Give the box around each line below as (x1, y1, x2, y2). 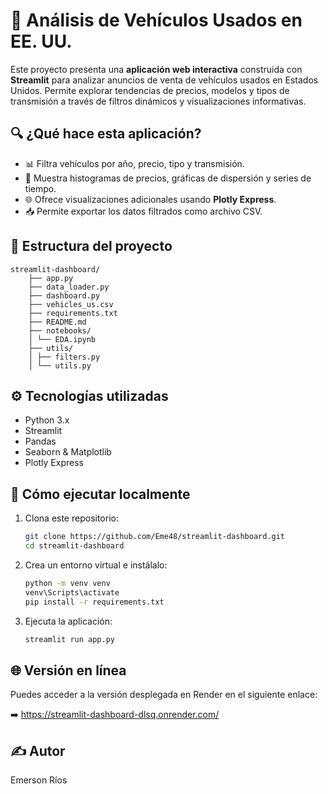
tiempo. (24, 182, 57, 194)
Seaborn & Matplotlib (24, 446, 112, 458)
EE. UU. (10, 30, 73, 53)
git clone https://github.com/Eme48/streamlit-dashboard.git (24, 532, 286, 542)
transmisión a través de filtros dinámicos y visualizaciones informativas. (10, 95, 307, 107)
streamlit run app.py (24, 634, 115, 644)
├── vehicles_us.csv (28, 299, 114, 309)
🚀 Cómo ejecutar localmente (10, 485, 191, 503)
